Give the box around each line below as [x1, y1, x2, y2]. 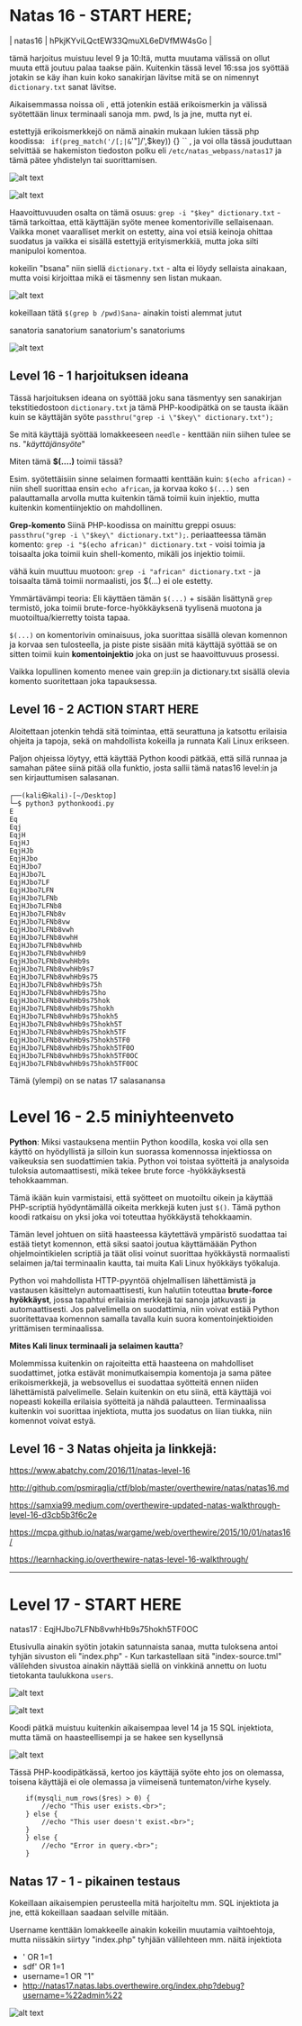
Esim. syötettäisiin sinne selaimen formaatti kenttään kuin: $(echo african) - [9, 473, 292, 484]
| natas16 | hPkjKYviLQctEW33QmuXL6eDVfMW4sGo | [9, 35, 213, 46]
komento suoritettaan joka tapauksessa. [9, 675, 157, 686]
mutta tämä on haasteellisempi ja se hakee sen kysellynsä [9, 1732, 224, 1743]
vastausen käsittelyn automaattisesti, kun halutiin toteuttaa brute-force [9, 1284, 273, 1295]
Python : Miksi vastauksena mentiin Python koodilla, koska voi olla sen [9, 1136, 269, 1147]
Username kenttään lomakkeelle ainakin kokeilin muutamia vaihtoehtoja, [9, 1925, 276, 1936]
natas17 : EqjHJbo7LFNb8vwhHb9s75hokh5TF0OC [9, 1624, 199, 1635]
